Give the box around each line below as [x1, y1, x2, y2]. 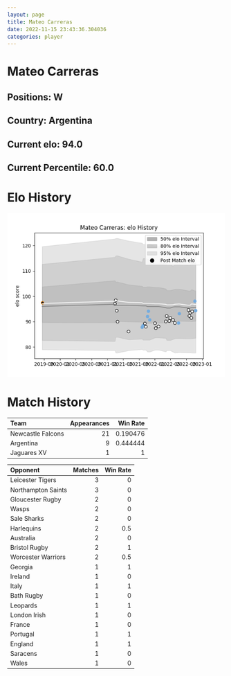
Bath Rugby [10, 591, 44, 600]
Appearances [70, 419, 110, 427]
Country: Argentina [7, 115, 93, 127]
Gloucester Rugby [10, 495, 62, 504]
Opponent [10, 466, 40, 474]
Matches [73, 466, 99, 474]
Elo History [7, 190, 72, 206]
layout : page [7, 11, 45, 18]
